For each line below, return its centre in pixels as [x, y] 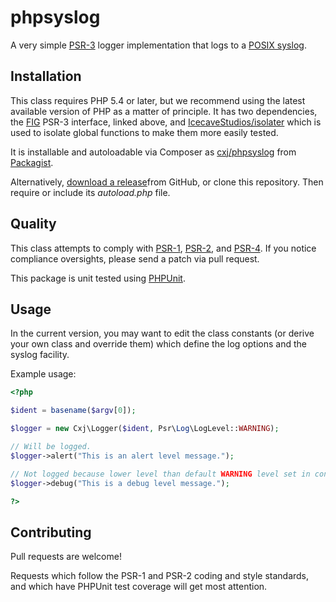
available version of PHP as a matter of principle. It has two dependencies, [164, 111]
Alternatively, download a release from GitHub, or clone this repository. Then [167, 182]
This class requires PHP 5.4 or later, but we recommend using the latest [158, 100]
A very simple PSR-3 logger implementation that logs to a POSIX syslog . [158, 45]
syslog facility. [40, 355]
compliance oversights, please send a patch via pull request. [135, 258]
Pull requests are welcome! [66, 557]
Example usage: [43, 374]
